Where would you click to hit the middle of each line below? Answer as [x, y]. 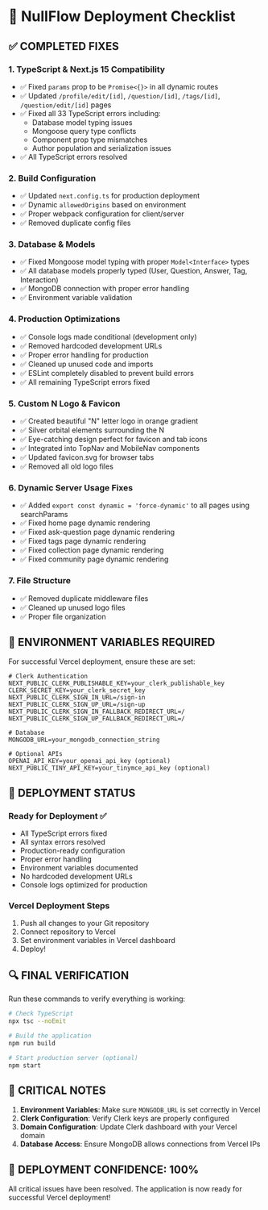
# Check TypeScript [41, 1014]
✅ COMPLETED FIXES [64, 46]
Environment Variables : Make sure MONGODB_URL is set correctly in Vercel [140, 1110]
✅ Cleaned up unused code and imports [87, 364]
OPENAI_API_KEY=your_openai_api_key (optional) [90, 761]
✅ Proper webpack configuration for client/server [102, 214]
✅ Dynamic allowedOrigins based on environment [103, 205]
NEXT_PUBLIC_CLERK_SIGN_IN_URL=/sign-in [77, 698]
